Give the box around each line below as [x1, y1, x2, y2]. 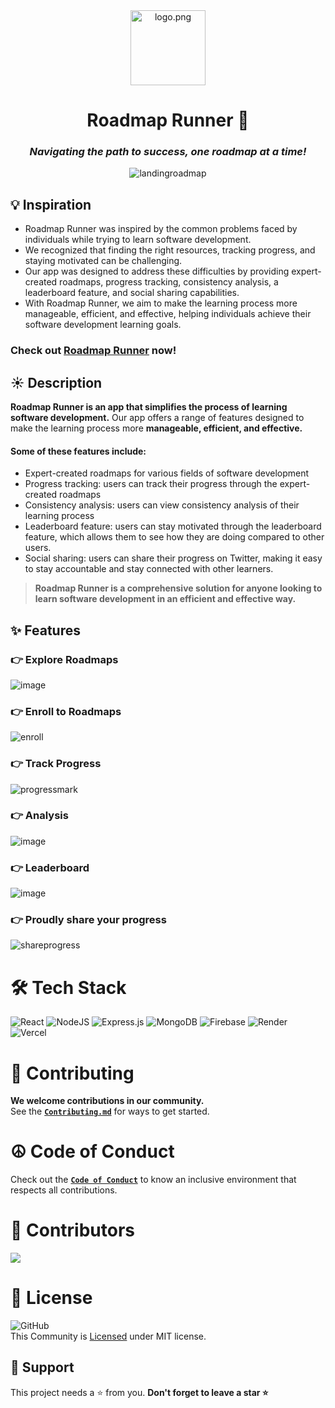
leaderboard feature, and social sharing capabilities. [24, 287, 240, 299]
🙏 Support [10, 1359, 75, 1376]
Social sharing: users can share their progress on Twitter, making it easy [24, 552, 323, 564]
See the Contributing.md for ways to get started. [10, 1105, 210, 1118]
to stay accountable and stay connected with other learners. [24, 563, 274, 575]
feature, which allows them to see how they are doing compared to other [24, 531, 325, 543]
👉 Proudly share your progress [10, 913, 167, 927]
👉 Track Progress [10, 757, 102, 771]
